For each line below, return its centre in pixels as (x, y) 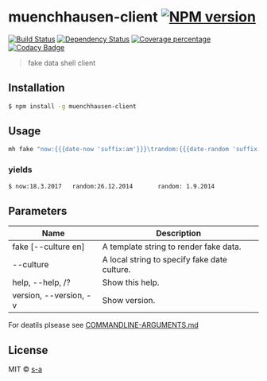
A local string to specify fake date (165, 260)
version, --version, (48, 296)
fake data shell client (62, 63)
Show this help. (131, 282)
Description (178, 233)
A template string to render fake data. (172, 247)
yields (20, 169)
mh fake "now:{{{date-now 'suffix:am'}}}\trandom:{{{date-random (118, 150)
